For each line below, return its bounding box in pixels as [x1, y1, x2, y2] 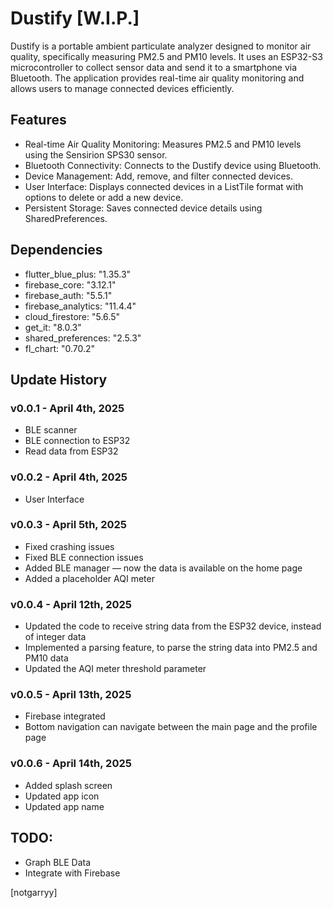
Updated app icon [24, 790, 100, 802]
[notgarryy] [10, 886, 58, 898]
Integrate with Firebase [24, 867, 121, 879]
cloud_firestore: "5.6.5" [24, 310, 120, 322]
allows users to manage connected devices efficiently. [10, 82, 235, 94]
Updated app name [24, 800, 105, 812]
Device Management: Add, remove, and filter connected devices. [24, 170, 294, 182]
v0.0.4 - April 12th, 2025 [10, 597, 133, 611]
